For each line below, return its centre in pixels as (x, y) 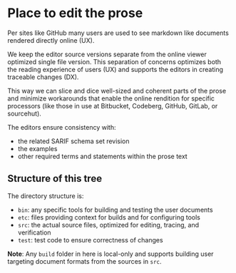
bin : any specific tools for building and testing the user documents (115, 210)
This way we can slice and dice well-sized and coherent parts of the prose (117, 91)
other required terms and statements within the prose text (102, 156)
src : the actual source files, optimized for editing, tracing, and (108, 225)
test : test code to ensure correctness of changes (90, 239)
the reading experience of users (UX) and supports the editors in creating (115, 69)
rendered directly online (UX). (51, 40)
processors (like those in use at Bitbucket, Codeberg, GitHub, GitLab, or (113, 105)
